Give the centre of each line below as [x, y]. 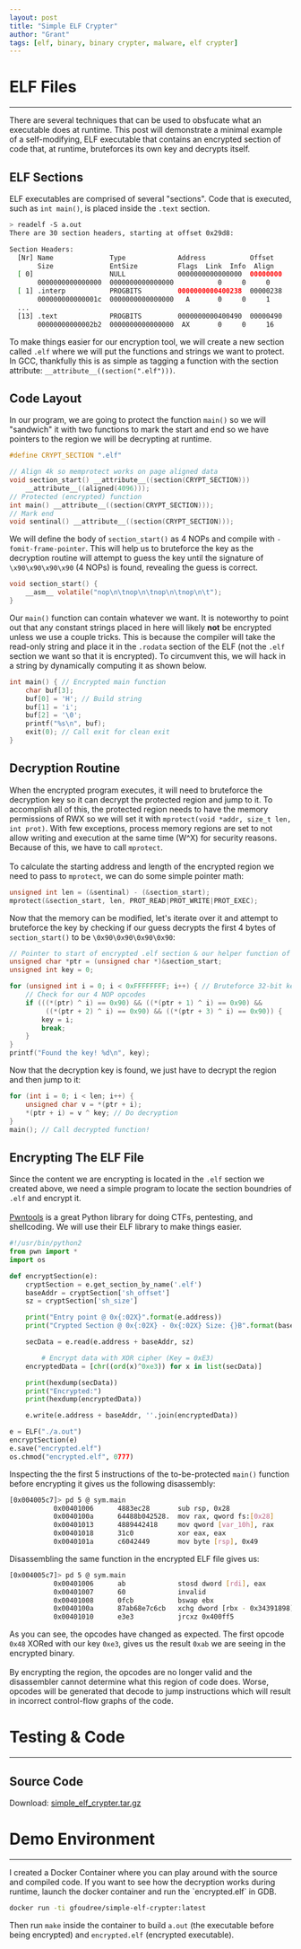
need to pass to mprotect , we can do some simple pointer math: [127, 875]
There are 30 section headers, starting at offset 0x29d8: [122, 233]
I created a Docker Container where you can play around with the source [143, 1872]
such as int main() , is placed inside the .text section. [110, 208]
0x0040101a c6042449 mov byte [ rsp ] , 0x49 [155, 1542]
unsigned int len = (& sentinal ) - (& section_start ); [110, 892]
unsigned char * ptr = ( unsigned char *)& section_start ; [116, 961]
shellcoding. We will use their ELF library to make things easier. [125, 1227]
